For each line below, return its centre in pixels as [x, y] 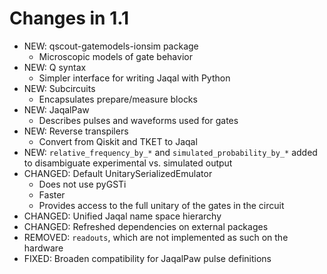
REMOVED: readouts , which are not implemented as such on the [156, 237]
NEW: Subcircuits [59, 88]
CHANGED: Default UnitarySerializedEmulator [118, 173]
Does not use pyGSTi [82, 184]
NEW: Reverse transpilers [76, 131]
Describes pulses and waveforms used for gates [138, 120]
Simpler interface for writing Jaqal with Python [134, 78]
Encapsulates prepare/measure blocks [118, 99]
